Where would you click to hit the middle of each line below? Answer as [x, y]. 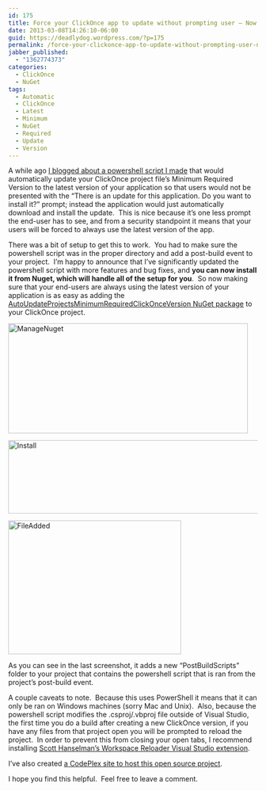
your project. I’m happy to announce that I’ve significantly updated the [123, 262]
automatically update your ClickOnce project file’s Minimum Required [121, 179]
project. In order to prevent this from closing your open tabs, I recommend [130, 740]
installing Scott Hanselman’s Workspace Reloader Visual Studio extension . [129, 748]
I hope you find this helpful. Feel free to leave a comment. [103, 779]
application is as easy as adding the [66, 296]
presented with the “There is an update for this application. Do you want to [130, 196]
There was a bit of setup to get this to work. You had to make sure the [123, 245]
